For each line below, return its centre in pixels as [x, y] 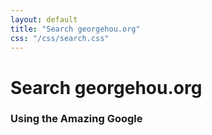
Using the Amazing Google [76, 119]
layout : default [44, 19]
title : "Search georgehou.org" [75, 29]
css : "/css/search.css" [60, 38]
